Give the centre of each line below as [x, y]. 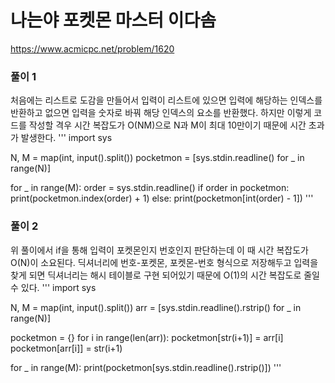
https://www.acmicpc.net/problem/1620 [92, 48]
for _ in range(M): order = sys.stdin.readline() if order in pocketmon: [150, 188]
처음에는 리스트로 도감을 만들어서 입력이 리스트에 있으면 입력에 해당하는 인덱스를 [166, 100]
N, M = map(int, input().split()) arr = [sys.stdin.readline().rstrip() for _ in [156, 307]
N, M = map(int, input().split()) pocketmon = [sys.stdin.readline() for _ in [157, 158]
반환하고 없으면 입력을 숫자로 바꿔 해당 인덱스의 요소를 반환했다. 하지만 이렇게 [161, 113]
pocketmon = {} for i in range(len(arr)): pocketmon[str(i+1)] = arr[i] [147, 337]
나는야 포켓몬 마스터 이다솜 [113, 20]
